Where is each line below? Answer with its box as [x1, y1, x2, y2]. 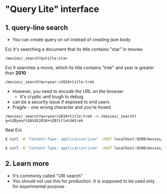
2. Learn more [5, 160, 49, 168]
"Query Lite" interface [5, 3, 99, 15]
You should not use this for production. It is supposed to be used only [12, 178, 155, 184]
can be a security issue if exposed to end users [12, 99, 110, 105]
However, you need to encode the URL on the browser [12, 88, 124, 94]
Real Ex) [5, 127, 22, 133]
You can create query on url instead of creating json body [12, 36, 131, 42]
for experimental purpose [12, 183, 65, 189]
